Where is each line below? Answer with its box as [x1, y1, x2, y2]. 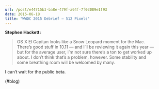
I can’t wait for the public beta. [5, 69, 66, 75]
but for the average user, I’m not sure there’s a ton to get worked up [16, 49, 152, 55]
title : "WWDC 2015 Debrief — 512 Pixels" [5, 16, 90, 21]
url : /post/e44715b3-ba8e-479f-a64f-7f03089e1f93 [5, 7, 108, 12]
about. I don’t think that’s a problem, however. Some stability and [16, 54, 146, 60]
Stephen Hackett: [5, 30, 41, 36]
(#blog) [5, 78, 20, 84]
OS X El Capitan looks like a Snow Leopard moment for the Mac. [16, 39, 145, 45]
